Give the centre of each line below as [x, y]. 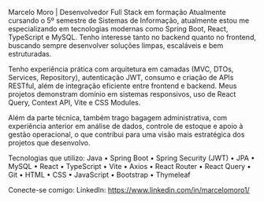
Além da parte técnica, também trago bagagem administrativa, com [118, 118]
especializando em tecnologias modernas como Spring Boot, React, [118, 29]
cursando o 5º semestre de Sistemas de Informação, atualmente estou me [129, 20]
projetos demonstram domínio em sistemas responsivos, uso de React [122, 94]
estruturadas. [30, 54]
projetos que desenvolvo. [49, 143]
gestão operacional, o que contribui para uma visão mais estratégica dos [126, 134]
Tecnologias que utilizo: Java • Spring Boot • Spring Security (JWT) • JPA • [132, 158]
